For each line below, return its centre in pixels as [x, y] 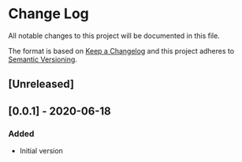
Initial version [41, 151]
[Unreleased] [41, 84]
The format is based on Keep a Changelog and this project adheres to [121, 51]
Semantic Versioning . [43, 59]
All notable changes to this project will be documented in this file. [114, 36]
